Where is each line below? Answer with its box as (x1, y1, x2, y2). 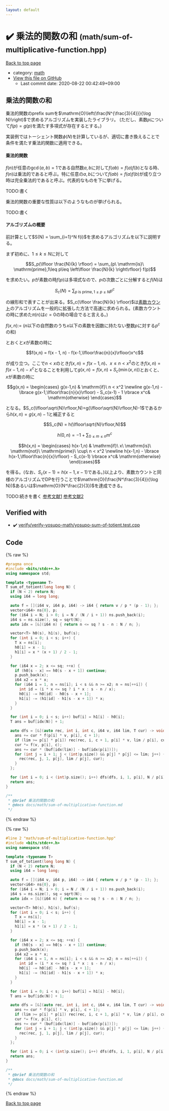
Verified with (6, 508, 47, 517)
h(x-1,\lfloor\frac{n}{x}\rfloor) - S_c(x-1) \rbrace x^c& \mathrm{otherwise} (9, 453, 161, 459)
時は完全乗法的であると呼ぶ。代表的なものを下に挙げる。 (6, 177, 124, 183)
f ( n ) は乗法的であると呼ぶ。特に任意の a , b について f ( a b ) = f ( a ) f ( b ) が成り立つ (6, 171, 162, 177)
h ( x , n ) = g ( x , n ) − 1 (10, 411, 49, 417)
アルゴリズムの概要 (6, 222, 46, 228)
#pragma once (6, 562, 33, 567)
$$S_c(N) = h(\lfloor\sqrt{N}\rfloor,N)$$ (43, 421, 126, 427)
